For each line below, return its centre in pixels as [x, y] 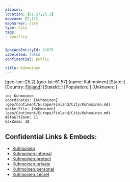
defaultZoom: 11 [22, 117]
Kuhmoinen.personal [33, 169]
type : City [16, 28]
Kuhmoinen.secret [31, 175]
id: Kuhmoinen [20, 96]
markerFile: [17, 109]
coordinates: [18, 100]
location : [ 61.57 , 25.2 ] [29, 14]
